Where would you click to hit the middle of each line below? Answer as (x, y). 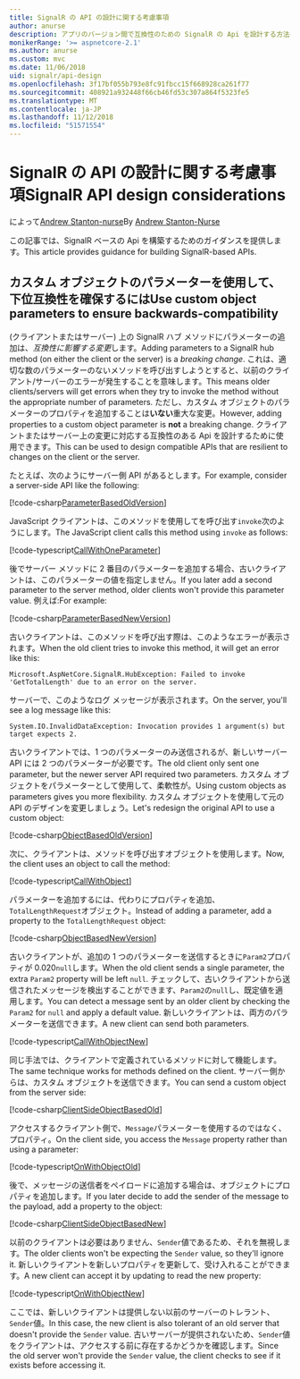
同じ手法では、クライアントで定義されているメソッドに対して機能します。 (146, 1060)
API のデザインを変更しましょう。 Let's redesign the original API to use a (142, 808)
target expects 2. (43, 734)
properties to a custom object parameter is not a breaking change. (132, 424)
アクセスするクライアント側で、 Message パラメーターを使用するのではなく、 (148, 1128)
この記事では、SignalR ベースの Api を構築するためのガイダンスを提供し (142, 240)
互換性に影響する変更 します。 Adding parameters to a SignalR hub (154, 347)
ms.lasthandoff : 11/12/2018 (62, 117)
